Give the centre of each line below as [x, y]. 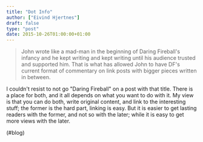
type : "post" [23, 29]
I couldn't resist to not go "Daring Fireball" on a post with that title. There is [100, 89]
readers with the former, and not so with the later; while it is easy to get [95, 115]
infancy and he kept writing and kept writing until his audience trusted [108, 58]
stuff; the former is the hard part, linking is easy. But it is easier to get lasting [101, 108]
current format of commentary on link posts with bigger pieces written [109, 71]
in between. [36, 77]
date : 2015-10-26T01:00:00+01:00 [48, 34]
